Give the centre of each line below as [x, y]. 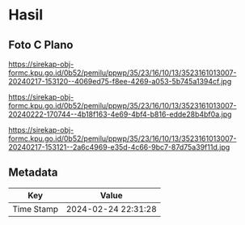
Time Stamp [36, 209]
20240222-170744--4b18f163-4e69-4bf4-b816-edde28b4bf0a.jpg [120, 114]
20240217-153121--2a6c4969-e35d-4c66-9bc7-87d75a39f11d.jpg [119, 147]
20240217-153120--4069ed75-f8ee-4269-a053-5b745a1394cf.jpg [120, 81]
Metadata [33, 173]
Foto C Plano [41, 45]
